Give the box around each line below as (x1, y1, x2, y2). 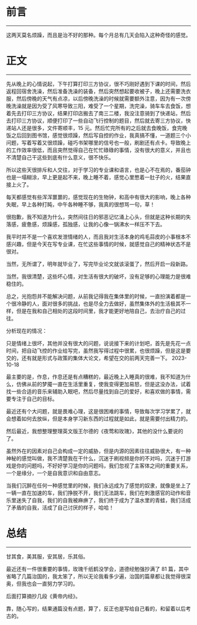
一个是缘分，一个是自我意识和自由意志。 (6, 469, 104, 476)
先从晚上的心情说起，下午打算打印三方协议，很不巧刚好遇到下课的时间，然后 (6, 80, 191, 87)
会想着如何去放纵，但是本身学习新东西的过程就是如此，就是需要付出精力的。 (6, 415, 191, 422)
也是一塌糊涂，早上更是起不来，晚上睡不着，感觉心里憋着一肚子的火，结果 (6, 173, 186, 181)
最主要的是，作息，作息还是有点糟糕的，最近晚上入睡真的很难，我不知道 (6, 373, 181, 380)
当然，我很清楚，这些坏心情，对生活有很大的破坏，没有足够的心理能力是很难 (6, 273, 191, 280)
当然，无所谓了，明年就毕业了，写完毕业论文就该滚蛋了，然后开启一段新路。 (6, 260, 191, 268)
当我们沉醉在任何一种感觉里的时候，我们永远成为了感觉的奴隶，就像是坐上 (6, 482, 186, 489)
